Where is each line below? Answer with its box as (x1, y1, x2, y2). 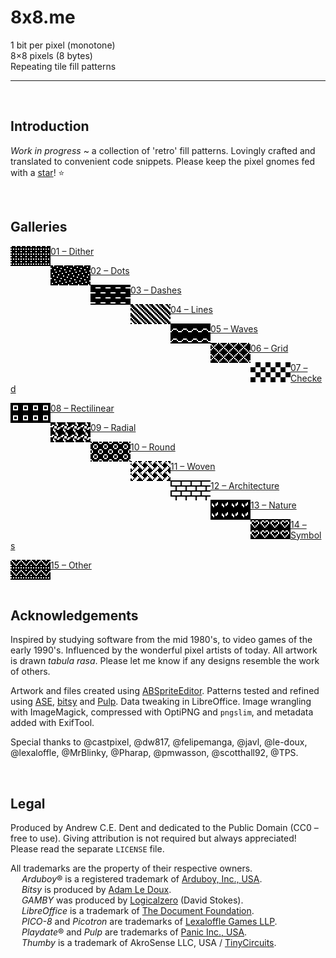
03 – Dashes (130, 284, 182, 296)
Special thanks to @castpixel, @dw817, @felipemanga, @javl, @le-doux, (10, 736, 308, 748)
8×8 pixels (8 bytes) (10, 49, 93, 61)
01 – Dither (50, 245, 95, 257)
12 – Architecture (210, 479, 280, 491)
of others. (10, 666, 51, 678)
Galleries (10, 219, 68, 236)
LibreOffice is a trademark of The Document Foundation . (21, 905, 255, 917)
